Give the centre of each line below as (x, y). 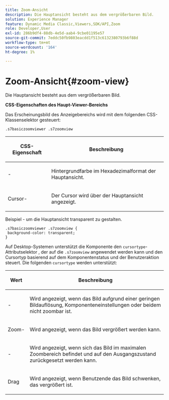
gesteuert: (50, 120)
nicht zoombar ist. (51, 311)
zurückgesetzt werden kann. (63, 360)
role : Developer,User (28, 29)
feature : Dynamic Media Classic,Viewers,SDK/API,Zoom (63, 24)
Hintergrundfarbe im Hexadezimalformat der (104, 171)
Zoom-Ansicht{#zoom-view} (67, 81)
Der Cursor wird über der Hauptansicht (97, 196)
